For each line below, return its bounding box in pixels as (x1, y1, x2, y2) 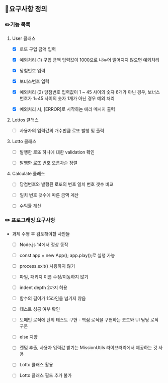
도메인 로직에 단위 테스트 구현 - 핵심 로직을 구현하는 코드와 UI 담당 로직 (19, 317, 159, 323)
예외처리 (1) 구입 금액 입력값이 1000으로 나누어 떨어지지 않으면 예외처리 (19, 57, 159, 63)
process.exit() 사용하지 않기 (19, 263, 75, 269)
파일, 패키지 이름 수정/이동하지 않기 (19, 273, 89, 279)
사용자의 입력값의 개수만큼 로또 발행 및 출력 (19, 128, 104, 134)
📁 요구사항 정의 (5, 5, 47, 14)
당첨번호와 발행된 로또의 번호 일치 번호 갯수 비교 (19, 181, 114, 187)
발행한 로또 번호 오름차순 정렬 (19, 160, 77, 166)
